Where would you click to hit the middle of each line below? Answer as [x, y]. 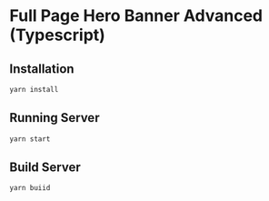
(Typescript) [58, 35]
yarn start [30, 139]
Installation [42, 69]
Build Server [45, 167]
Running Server [55, 118]
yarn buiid [30, 188]
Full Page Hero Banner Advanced [136, 16]
